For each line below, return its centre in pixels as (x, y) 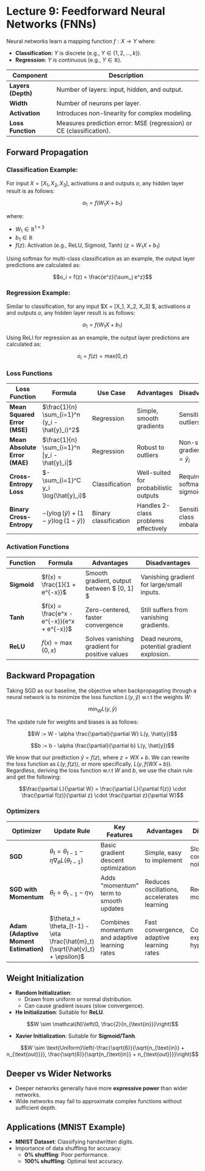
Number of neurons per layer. (99, 103)
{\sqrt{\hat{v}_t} (72, 949)
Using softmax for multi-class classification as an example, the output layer (101, 259)
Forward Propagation (47, 152)
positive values (107, 654)
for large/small (161, 584)
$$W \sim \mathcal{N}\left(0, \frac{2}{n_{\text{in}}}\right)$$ (103, 1024)
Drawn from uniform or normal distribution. (78, 999)
